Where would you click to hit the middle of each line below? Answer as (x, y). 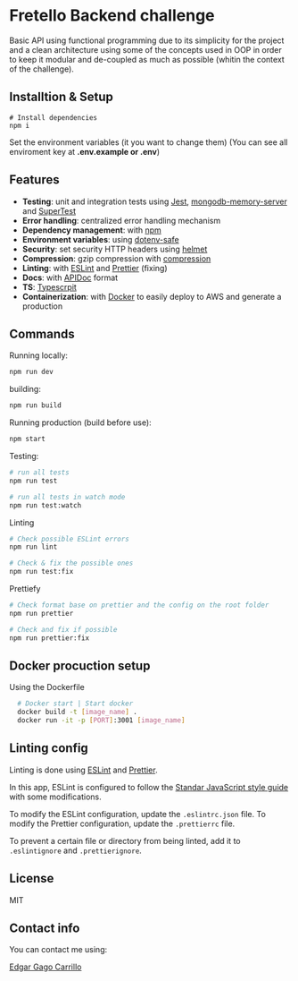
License (32, 879)
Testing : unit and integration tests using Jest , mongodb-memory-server (154, 201)
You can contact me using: (58, 950)
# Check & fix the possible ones (71, 563)
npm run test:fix (41, 572)
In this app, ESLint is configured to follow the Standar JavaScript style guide (149, 787)
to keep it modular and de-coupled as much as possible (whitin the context (147, 59)
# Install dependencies (54, 117)
